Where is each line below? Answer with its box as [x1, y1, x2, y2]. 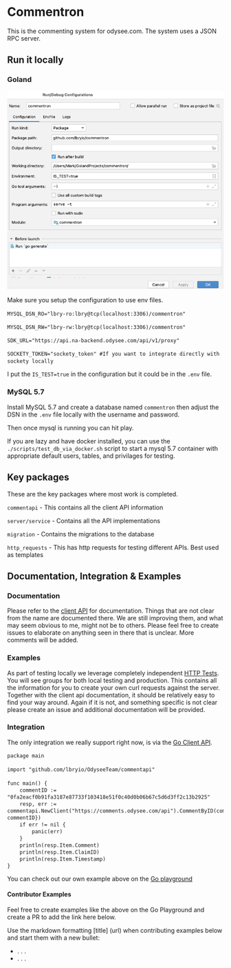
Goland [7, 75, 32, 85]
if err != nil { [19, 821, 67, 828]
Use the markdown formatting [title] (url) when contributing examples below [7, 927, 223, 935]
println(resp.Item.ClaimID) [19, 848, 100, 856]
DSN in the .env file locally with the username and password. [7, 410, 180, 419]
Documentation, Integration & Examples [7, 570, 181, 582]
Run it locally [7, 54, 64, 66]
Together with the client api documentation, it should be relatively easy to [7, 691, 215, 699]
